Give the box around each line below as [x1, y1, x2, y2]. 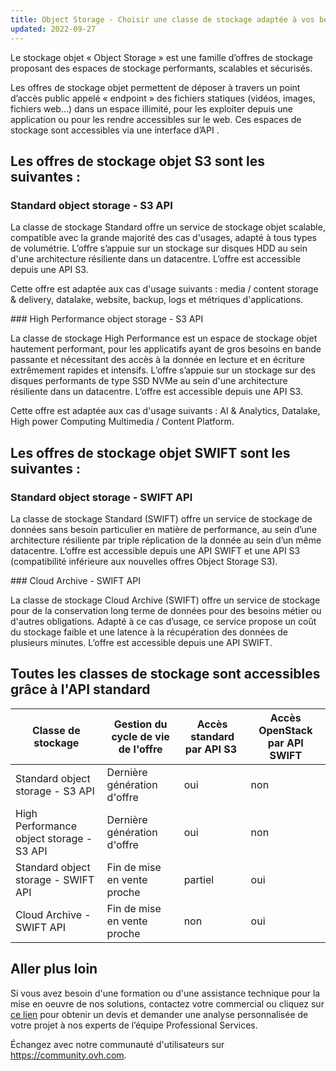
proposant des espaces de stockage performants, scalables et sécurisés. [10, 62, 313, 74]
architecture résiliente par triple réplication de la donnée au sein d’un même [10, 534, 322, 546]
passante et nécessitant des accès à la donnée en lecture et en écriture [10, 354, 305, 366]
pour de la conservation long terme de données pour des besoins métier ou [10, 604, 322, 616]
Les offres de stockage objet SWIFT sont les [10, 444, 291, 461]
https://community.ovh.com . [10, 1049, 127, 1061]
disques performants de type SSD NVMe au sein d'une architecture [10, 375, 288, 387]
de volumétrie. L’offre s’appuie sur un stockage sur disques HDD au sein [10, 242, 308, 255]
